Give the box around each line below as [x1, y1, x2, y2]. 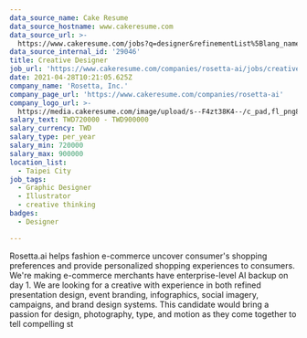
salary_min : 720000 [9, 141, 84, 150]
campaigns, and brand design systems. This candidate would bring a [9, 299, 270, 310]
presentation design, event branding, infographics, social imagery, [9, 289, 259, 300]
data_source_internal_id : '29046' [9, 48, 142, 57]
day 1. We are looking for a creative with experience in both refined [9, 280, 262, 290]
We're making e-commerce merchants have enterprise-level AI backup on [9, 269, 289, 280]
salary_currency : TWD [9, 124, 92, 133]
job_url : [9, 65, 43, 74]
